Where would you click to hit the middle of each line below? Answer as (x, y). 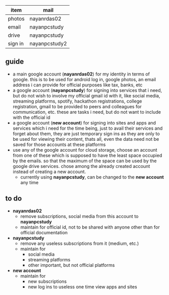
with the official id (31, 117)
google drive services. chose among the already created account (81, 166)
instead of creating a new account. (49, 171)
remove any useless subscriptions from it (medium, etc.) (80, 243)
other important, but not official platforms (71, 265)
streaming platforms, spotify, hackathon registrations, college (77, 101)
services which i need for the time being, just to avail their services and (88, 128)
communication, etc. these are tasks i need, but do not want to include (87, 112)
